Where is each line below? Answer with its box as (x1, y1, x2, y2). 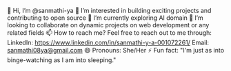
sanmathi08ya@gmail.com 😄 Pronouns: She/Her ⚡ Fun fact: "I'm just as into (7, 46, 225, 54)
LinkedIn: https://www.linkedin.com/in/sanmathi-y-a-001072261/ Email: (7, 38, 209, 46)
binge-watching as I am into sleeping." (7, 56, 117, 64)
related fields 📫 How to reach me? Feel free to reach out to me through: (7, 29, 212, 37)
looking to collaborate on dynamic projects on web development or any (7, 21, 210, 29)
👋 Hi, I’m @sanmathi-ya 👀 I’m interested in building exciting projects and (7, 7, 212, 14)
